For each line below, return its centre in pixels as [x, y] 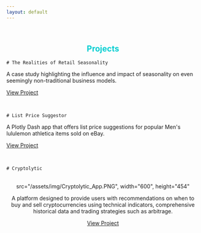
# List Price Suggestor [37, 116]
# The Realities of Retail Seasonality [57, 63]
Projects [103, 49]
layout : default [27, 12]
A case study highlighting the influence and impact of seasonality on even [100, 74]
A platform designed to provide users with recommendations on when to [103, 198]
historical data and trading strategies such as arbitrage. [103, 212]
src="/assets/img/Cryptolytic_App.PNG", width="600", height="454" [103, 186]
